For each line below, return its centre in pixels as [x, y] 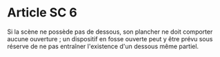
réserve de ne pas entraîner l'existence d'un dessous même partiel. [103, 46]
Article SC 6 [42, 13]
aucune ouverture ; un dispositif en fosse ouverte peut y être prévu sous [110, 38]
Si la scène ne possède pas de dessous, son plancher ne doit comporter [110, 32]
